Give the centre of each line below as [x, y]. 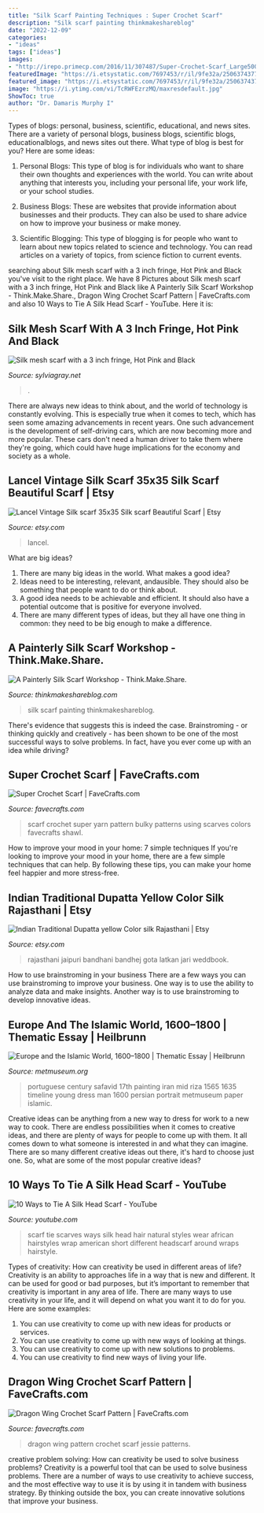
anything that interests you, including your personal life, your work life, [134, 183]
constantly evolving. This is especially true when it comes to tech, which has [132, 413]
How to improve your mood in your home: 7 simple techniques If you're [123, 848]
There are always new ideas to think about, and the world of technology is [128, 406]
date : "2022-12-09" [40, 30]
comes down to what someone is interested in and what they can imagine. [128, 1144]
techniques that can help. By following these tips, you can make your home [130, 865]
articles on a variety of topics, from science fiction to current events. [130, 255]
